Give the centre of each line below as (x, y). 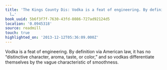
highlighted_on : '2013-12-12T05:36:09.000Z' (52, 38)
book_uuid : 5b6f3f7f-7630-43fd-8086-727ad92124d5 (58, 19)
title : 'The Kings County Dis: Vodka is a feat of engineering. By (77, 10)
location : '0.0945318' (29, 24)
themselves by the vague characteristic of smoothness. (62, 62)
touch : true (17, 33)
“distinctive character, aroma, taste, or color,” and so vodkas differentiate (80, 57)
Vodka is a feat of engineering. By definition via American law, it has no (78, 51)
